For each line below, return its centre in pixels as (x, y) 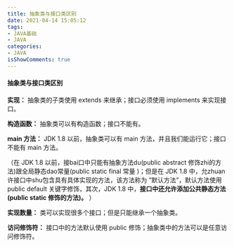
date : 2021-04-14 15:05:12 (47, 20)
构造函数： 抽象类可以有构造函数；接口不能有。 (76, 123)
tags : (15, 27)
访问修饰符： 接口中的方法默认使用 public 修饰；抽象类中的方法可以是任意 (114, 227)
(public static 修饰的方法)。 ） (51, 197)
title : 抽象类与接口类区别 (42, 14)
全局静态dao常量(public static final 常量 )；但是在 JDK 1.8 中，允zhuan (124, 171)
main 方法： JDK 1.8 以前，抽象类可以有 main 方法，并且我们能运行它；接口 (117, 139)
